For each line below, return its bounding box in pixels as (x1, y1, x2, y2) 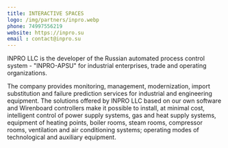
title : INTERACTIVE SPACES (7, 10, 84, 17)
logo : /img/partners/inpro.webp (7, 16, 99, 23)
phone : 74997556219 (7, 23, 63, 29)
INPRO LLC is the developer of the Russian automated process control (7, 54, 205, 62)
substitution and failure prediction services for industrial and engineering (7, 90, 212, 98)
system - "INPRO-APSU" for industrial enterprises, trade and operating (7, 62, 207, 70)
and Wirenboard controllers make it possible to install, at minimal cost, (7, 104, 205, 112)
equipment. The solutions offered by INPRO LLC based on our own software (7, 97, 222, 105)
